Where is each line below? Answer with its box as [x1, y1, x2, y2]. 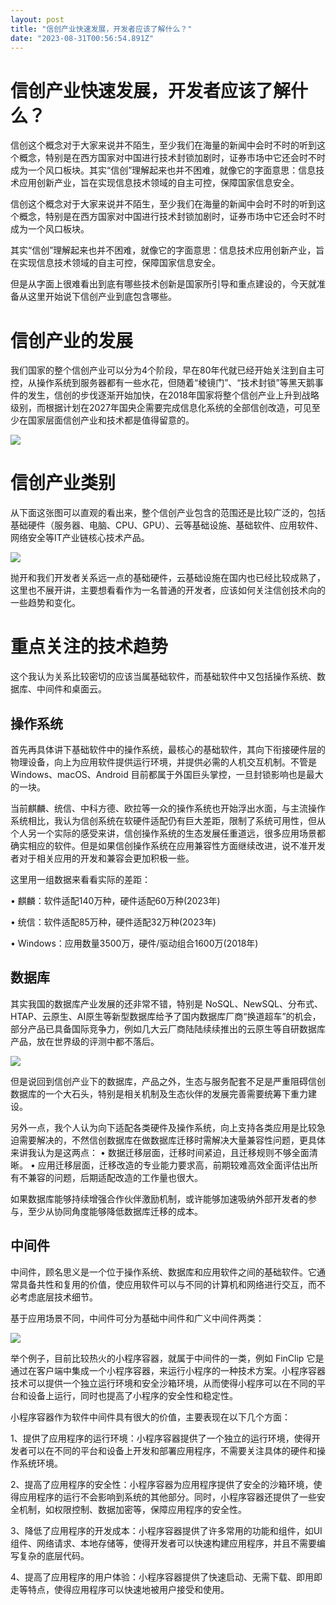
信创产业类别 [10, 472, 117, 495]
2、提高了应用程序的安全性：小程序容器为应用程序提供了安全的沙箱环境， [10, 1478, 314, 1490]
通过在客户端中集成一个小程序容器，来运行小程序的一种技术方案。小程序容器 [10, 1364, 326, 1376]
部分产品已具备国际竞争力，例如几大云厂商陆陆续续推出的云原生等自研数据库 [10, 1022, 326, 1035]
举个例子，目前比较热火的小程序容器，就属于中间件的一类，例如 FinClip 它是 [10, 1352, 325, 1364]
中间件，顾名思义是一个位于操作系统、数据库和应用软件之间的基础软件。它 [10, 1266, 317, 1278]
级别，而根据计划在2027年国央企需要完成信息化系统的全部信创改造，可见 [10, 402, 312, 414]
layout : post [10, 14, 65, 25]
